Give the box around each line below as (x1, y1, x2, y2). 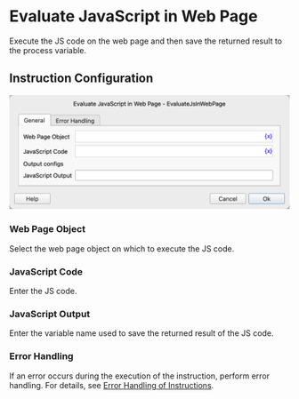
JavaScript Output (9, 308, 91, 320)
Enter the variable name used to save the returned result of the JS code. (9, 328, 274, 339)
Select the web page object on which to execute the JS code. (9, 243, 235, 254)
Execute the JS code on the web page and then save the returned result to (9, 36, 283, 46)
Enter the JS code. (9, 286, 77, 297)
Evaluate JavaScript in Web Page (9, 6, 258, 27)
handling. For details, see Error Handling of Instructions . (9, 379, 214, 390)
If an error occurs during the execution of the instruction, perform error (9, 371, 270, 381)
